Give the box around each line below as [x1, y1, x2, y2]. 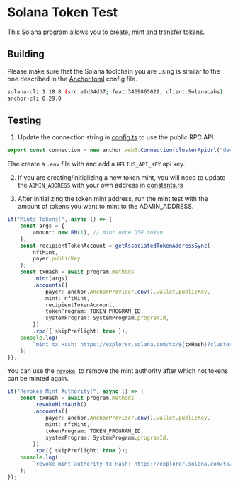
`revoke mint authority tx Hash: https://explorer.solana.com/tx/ [33, 461, 233, 468]
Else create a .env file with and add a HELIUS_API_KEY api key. [7, 160, 186, 168]
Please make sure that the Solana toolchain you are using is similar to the [7, 67, 221, 75]
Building [7, 48, 45, 60]
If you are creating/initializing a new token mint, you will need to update [17, 173, 226, 182]
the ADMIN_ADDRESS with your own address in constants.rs [17, 181, 183, 190]
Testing [7, 114, 42, 126]
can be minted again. [7, 374, 69, 383]
